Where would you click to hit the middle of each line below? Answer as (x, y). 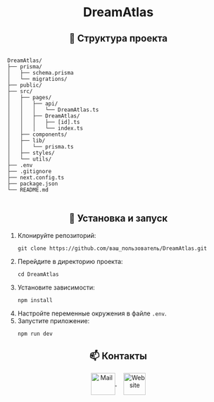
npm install (35, 300)
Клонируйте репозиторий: (57, 235)
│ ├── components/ (38, 134)
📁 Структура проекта (118, 38)
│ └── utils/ (30, 159)
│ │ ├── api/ (33, 103)
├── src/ (20, 92)
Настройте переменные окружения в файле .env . (92, 313)
